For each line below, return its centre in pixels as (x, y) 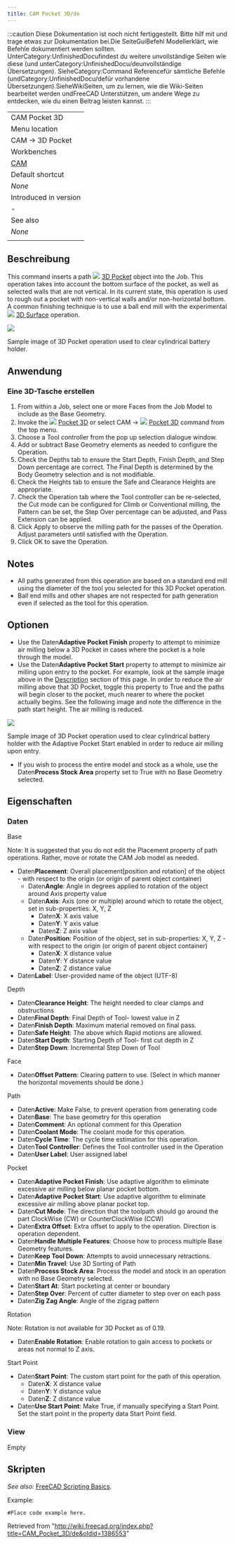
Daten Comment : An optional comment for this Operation (99, 1125)
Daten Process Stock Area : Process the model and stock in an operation (122, 1271)
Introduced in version (46, 197)
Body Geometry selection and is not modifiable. (86, 475)
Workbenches (34, 152)
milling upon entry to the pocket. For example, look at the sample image (121, 672)
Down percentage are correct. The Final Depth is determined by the (115, 467)
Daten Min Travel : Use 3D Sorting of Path (77, 1264)
